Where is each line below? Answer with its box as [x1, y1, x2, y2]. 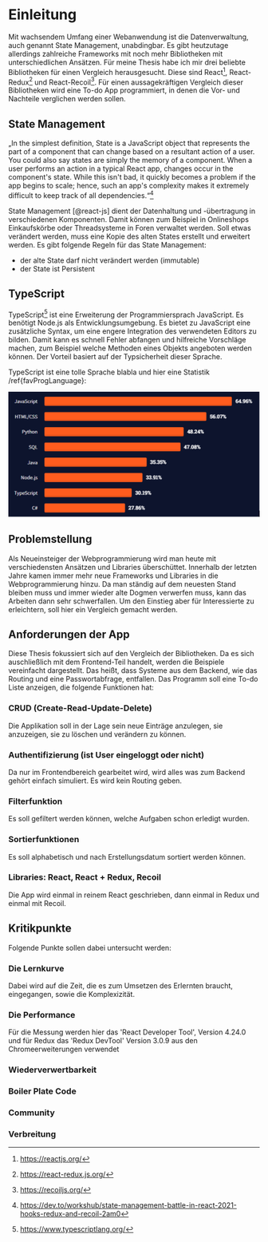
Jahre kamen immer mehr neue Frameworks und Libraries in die [8, 571, 219, 580]
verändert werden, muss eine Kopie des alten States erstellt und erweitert [8, 231, 250, 241]
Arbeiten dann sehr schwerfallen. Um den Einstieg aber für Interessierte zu [8, 596, 254, 606]
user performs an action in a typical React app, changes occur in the [8, 164, 234, 173]
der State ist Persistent [19, 263, 95, 273]
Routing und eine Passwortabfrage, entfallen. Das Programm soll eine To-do [8, 674, 258, 684]
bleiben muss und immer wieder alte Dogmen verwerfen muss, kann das [8, 587, 247, 597]
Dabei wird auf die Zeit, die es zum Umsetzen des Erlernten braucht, [8, 980, 234, 991]
